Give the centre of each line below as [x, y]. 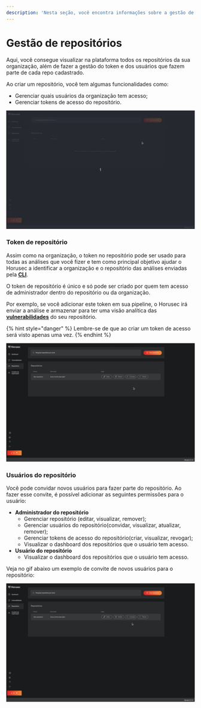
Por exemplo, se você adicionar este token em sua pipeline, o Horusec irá [97, 304]
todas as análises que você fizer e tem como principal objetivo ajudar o [94, 261]
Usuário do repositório [43, 551]
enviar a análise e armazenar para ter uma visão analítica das [82, 310]
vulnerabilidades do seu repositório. [51, 317]
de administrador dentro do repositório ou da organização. [78, 292]
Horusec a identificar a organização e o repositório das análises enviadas [97, 268]
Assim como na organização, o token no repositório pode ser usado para [96, 255]
